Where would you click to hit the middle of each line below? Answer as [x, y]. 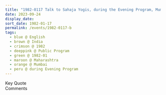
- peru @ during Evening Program [44, 69]
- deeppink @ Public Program [40, 51]
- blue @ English [27, 37]
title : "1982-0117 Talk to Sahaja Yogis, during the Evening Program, [79, 10]
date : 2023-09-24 [23, 14]
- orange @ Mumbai [29, 64]
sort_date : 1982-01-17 [28, 23]
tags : [11, 32]
